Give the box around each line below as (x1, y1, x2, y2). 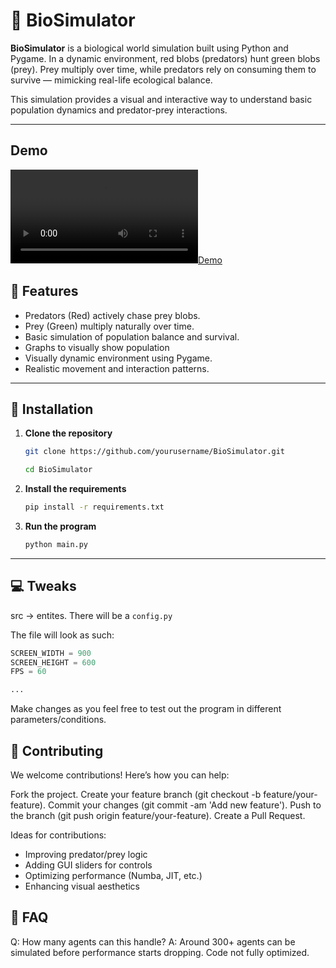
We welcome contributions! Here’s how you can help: (10, 769, 230, 781)
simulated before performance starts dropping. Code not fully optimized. (10, 946, 310, 958)
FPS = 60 (10, 667, 47, 677)
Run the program (24, 520, 97, 532)
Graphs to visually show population (24, 341, 170, 353)
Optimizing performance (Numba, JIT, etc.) (24, 870, 203, 881)
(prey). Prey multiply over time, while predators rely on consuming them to (10, 63, 317, 75)
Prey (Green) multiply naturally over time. (24, 320, 195, 332)
